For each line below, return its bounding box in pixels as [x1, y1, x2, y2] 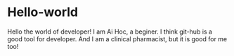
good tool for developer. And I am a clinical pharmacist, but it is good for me [7, 34, 228, 43]
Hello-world [7, 4, 79, 20]
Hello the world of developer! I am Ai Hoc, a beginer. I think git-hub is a [7, 27, 213, 36]
